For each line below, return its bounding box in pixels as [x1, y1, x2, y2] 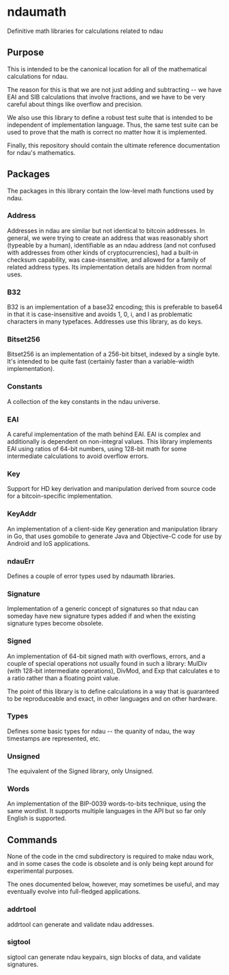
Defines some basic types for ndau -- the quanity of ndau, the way [7, 727, 196, 735]
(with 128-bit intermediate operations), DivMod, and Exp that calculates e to [7, 666, 220, 675]
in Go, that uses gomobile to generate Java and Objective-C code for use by [7, 532, 222, 540]
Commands [7, 834, 58, 845]
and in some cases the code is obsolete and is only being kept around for [7, 860, 214, 868]
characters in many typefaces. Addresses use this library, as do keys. [7, 317, 203, 326]
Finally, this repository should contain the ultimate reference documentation [7, 141, 220, 149]
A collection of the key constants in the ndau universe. [7, 397, 161, 405]
